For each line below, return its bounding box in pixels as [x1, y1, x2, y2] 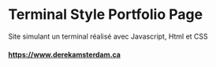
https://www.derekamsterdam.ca [8, 50, 121, 59]
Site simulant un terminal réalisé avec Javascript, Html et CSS [8, 32, 209, 41]
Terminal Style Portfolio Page [8, 6, 203, 24]
